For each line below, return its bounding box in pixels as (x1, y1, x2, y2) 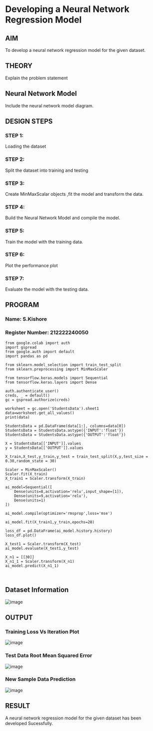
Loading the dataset (5, 143, 46, 149)
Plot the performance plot (5, 262, 58, 268)
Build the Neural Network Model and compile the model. (5, 215, 121, 221)
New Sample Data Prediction (5, 676, 76, 683)
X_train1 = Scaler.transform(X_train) (5, 476, 86, 481)
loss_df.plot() (5, 533, 37, 538)
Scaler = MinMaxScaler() (5, 467, 57, 472)
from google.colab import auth (5, 341, 70, 346)
